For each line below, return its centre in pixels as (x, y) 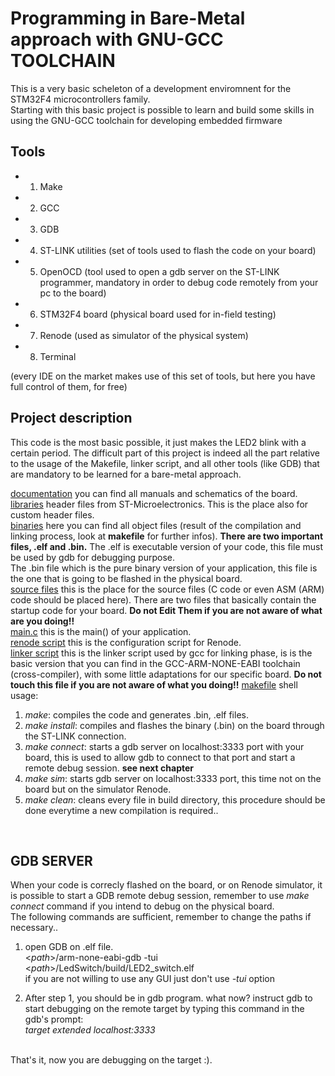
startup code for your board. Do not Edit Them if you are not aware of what (166, 610)
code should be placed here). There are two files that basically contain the (163, 599)
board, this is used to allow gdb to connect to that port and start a (160, 757)
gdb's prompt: (54, 1019)
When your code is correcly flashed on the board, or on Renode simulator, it (166, 885)
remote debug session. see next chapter (109, 768)
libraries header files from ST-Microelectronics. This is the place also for (159, 504)
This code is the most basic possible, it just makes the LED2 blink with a (158, 442)
